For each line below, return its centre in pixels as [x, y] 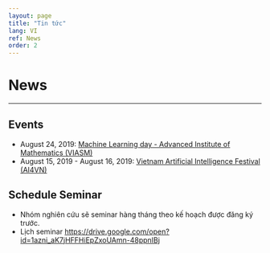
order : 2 [23, 46]
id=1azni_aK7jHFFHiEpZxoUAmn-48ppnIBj [90, 240]
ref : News [25, 38]
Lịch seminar [41, 231]
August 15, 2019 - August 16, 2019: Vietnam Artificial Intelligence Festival [140, 161]
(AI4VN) [33, 169]
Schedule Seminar [55, 195]
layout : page [30, 16]
